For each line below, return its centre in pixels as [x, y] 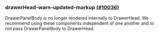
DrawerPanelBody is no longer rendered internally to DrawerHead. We [77, 18]
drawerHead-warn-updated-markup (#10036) [62, 7]
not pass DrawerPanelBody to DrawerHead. [50, 29]
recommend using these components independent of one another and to [79, 23]
